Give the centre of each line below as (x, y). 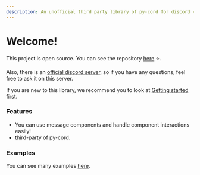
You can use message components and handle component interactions (102, 125)
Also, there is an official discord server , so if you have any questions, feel (96, 72)
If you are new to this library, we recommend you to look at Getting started (97, 90)
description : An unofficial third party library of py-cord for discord (98, 12)
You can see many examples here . (48, 166)
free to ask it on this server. (40, 78)
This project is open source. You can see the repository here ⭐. (84, 58)
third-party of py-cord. (43, 137)
